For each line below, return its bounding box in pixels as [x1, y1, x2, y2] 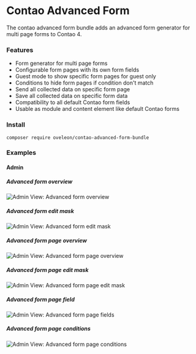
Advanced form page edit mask [6, 266, 89, 273]
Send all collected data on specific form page [15, 86, 130, 93]
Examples [6, 148, 37, 157]
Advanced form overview [6, 178, 73, 185]
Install [6, 121, 26, 129]
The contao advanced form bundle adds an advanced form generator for [6, 24, 190, 31]
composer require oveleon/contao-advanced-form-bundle [6, 134, 149, 141]
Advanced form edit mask [6, 207, 75, 214]
